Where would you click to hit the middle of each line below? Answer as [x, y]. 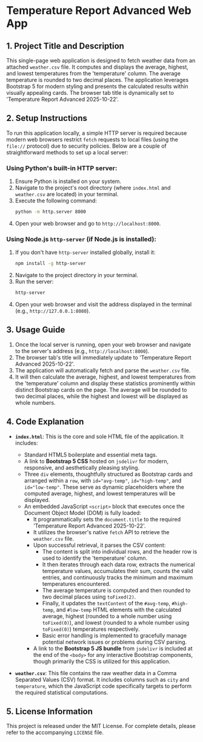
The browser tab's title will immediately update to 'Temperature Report [103, 357]
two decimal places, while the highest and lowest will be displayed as [101, 396]
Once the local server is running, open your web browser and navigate [103, 345]
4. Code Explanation [45, 422]
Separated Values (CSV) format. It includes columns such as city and [102, 679]
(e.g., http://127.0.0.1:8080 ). [53, 311]
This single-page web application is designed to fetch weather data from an [101, 60]
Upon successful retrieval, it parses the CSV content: [99, 545]
